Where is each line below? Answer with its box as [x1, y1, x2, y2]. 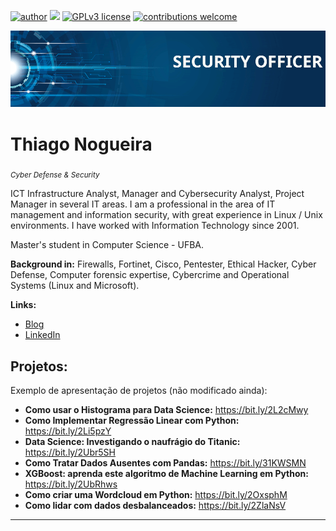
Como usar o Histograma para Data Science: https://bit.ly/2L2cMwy [24, 404, 309, 416]
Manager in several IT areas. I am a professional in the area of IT [10, 198, 276, 210]
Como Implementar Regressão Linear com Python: [24, 415, 240, 427]
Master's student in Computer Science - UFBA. [10, 239, 205, 251]
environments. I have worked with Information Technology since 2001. [10, 220, 300, 232]
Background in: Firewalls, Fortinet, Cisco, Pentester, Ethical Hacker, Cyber [10, 258, 317, 270]
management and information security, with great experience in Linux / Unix [10, 209, 323, 221]
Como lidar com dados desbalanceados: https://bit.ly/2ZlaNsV [24, 500, 287, 512]
